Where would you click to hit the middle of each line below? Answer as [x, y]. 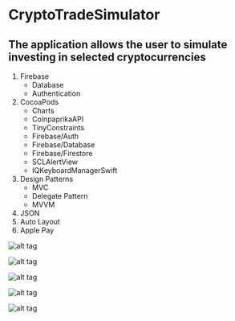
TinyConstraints [58, 128]
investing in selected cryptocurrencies [107, 57]
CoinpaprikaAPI [58, 119]
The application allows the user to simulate [118, 45]
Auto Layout [40, 222]
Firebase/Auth [55, 136]
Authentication [56, 93]
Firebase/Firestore [62, 153]
